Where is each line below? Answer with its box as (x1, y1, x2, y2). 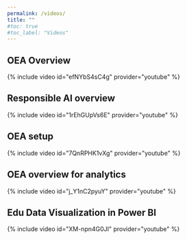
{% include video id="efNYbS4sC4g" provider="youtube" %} (7, 73, 180, 81)
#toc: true (7, 23, 38, 29)
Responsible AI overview (7, 93, 115, 104)
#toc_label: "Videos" (7, 29, 69, 36)
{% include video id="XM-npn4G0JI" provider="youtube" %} (7, 225, 180, 233)
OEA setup (7, 131, 53, 143)
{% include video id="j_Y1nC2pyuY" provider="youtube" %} (7, 187, 176, 195)
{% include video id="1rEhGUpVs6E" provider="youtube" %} (7, 110, 178, 119)
